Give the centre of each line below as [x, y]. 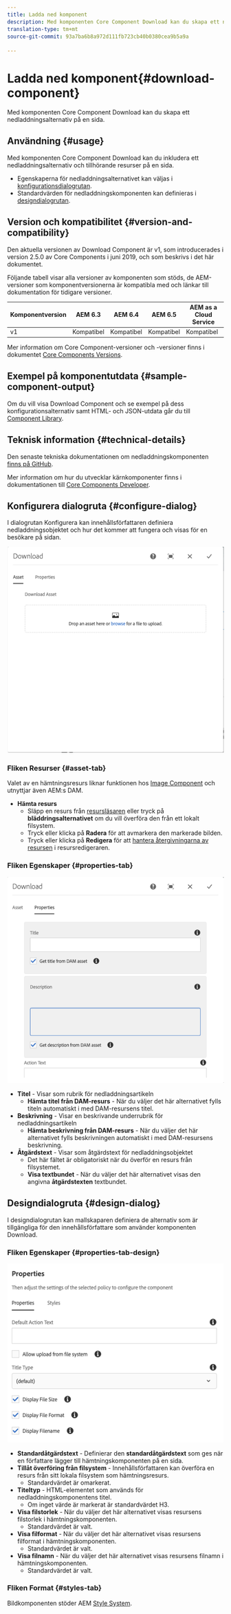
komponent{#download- [143, 79]
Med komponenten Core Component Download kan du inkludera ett [103, 158]
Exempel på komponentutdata [73, 376]
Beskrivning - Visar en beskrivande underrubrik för [90, 1115]
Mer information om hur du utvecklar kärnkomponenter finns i [95, 477]
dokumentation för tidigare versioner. [59, 292]
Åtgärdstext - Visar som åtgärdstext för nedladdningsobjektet [105, 1152]
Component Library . [35, 418]
